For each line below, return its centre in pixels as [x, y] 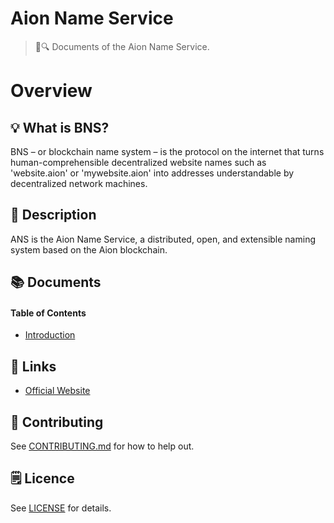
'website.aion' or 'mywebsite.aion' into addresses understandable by [152, 173]
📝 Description [53, 215]
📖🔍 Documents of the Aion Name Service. [122, 46]
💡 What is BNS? [60, 127]
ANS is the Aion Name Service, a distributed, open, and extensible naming [163, 239]
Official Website [57, 391]
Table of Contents [48, 313]
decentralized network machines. [79, 183]
